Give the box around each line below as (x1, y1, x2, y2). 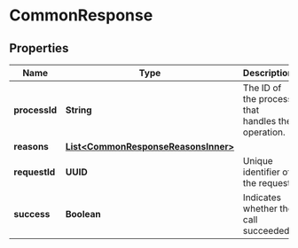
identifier (242, 166, 281, 178)
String (65, 104, 92, 116)
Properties (9, 41, 69, 56)
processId (13, 104, 58, 116)
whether (242, 203, 278, 214)
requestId (13, 166, 56, 178)
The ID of (242, 81, 282, 94)
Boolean (65, 208, 101, 220)
